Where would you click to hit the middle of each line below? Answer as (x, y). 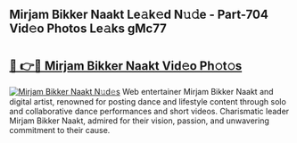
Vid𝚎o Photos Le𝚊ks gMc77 (88, 29)
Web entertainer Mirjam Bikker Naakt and (198, 92)
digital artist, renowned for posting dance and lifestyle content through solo (148, 101)
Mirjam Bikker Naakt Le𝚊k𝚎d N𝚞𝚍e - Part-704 (139, 15)
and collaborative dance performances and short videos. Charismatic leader (149, 111)
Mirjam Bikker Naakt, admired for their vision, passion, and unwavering (140, 121)
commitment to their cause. (60, 130)
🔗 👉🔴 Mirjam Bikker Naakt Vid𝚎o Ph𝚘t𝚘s (126, 66)
